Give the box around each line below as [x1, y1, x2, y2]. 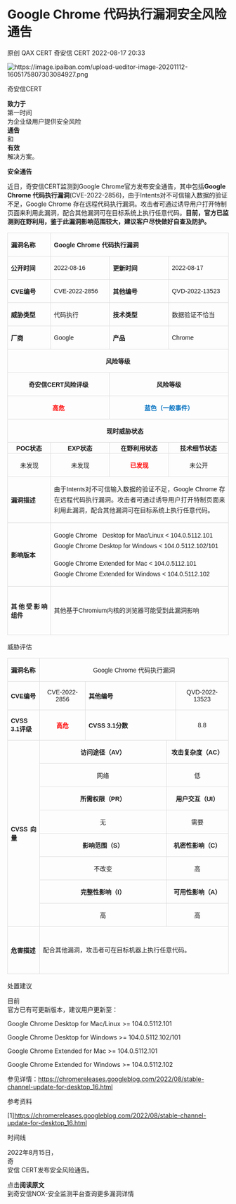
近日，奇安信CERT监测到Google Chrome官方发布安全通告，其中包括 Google [7, 182, 226, 190]
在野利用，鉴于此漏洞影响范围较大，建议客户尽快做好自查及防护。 [19, 217, 211, 226]
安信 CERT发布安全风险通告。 [7, 1165, 93, 1174]
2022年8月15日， [7, 1148, 58, 1156]
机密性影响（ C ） [173, 841, 221, 849]
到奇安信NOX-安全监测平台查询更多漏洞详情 [7, 1189, 135, 1198]
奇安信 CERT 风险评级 [28, 380, 89, 389]
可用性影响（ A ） [173, 887, 221, 896]
